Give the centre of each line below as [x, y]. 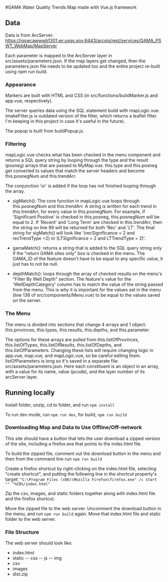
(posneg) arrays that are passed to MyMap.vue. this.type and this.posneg [81, 166]
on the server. [27, 300]
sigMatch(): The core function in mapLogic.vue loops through [76, 201]
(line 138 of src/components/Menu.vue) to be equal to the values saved [86, 295]
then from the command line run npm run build [54, 458]
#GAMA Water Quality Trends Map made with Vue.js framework [71, 7]
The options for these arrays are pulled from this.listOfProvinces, [72, 339]
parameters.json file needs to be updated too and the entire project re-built [83, 66]
